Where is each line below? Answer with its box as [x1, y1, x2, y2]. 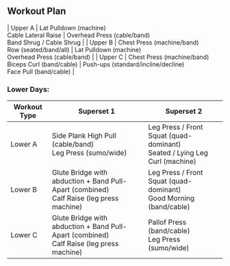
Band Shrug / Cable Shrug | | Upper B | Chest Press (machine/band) [7, 38, 199, 47]
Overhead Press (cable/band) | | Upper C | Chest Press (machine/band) [7, 53, 209, 61]
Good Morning [148, 193, 195, 203]
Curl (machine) [148, 157, 196, 167]
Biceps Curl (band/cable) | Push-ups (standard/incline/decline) [7, 60, 185, 68]
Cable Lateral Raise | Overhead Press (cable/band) [7, 31, 151, 39]
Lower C [10, 230, 38, 240]
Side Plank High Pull [51, 131, 116, 141]
